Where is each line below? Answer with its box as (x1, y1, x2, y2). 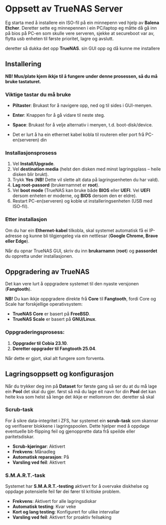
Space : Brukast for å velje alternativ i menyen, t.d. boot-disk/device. (12, 122, 153, 128)
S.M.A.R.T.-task (5, 472, 45, 479)
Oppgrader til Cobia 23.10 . (12, 340, 68, 346)
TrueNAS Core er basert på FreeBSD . (12, 311, 90, 317)
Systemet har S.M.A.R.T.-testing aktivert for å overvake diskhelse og (5, 483, 149, 489)
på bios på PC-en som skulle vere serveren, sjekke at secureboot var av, (5, 30, 155, 36)
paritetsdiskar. (5, 433, 35, 439)
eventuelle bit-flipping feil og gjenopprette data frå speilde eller (5, 428, 135, 434)
